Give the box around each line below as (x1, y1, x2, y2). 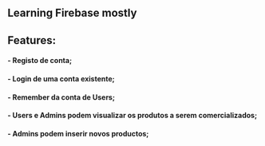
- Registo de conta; (7, 56, 73, 65)
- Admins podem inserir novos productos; (7, 128, 149, 138)
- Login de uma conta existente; (7, 73, 115, 83)
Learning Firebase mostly (7, 6, 137, 20)
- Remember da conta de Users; (7, 92, 115, 102)
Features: (7, 34, 57, 47)
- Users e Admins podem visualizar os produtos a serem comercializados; (7, 111, 257, 120)
